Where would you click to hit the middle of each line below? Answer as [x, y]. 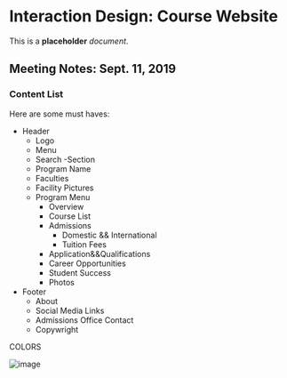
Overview [66, 206]
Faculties [52, 178]
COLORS [25, 346]
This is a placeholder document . [69, 41]
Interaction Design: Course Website [143, 16]
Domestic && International [109, 235]
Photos [62, 282]
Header [36, 131]
